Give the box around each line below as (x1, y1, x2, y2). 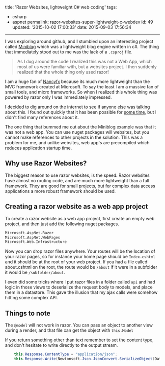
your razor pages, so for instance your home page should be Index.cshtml (5, 254, 156, 260)
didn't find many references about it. (5, 115, 79, 120)
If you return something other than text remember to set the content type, (5, 337, 154, 343)
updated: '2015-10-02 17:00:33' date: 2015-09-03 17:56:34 (12, 24, 132, 30)
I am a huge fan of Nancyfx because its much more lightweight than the (5, 79, 150, 84)
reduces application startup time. (5, 145, 72, 151)
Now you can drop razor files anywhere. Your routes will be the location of (5, 248, 156, 254)
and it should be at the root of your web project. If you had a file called (5, 259, 148, 265)
